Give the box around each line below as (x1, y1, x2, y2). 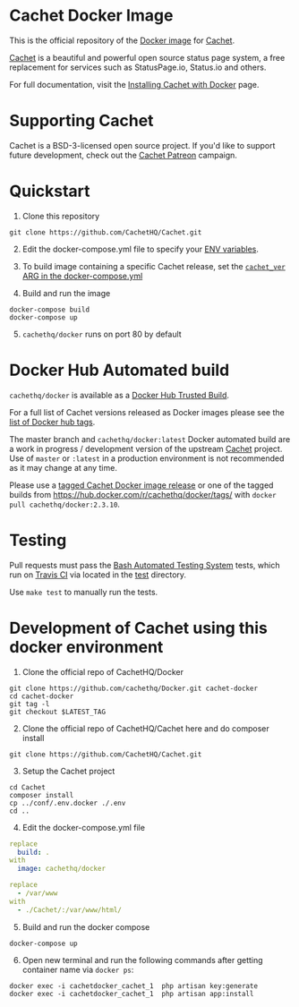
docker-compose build (9, 305, 90, 314)
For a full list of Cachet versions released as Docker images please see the (9, 406, 285, 417)
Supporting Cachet (9, 111, 154, 131)
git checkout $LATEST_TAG (9, 707, 106, 716)
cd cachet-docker (9, 691, 74, 701)
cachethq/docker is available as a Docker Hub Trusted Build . (9, 389, 230, 400)
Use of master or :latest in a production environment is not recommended (9, 453, 285, 464)
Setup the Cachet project (21, 765, 115, 776)
